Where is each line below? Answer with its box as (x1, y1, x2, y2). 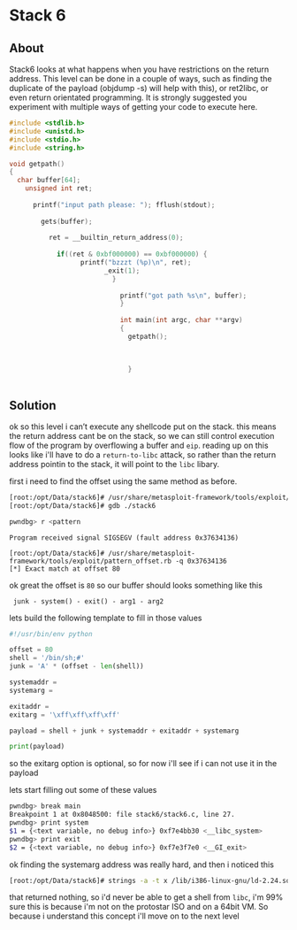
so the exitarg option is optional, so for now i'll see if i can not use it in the (9, 758, 278, 769)
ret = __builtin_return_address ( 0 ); (48, 234, 184, 242)
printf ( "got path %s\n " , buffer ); (119, 291, 247, 300)
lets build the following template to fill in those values (9, 612, 202, 623)
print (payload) (9, 742, 65, 751)
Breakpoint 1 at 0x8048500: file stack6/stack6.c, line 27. (9, 811, 236, 819)
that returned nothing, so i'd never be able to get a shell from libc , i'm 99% (9, 892, 284, 903)
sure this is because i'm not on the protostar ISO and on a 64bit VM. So (9, 902, 269, 912)
